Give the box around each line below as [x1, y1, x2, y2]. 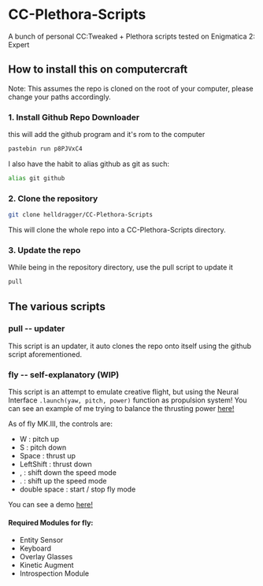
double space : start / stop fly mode [19, 484, 136, 494]
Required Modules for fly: [8, 517, 94, 527]
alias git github [8, 174, 65, 182]
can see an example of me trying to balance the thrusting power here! [8, 404, 235, 414]
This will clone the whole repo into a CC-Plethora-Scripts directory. [8, 224, 226, 234]
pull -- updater [8, 323, 65, 334]
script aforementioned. [8, 349, 83, 359]
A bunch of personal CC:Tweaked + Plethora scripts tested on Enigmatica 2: [8, 32, 256, 41]
